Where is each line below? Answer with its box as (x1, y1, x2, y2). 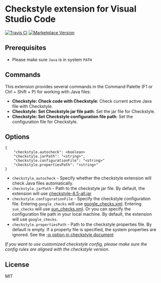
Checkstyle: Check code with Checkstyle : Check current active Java (12, 98, 152, 104)
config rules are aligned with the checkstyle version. (5, 246, 110, 252)
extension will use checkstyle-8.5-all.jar (12, 190, 92, 197)
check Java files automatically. (12, 180, 73, 186)
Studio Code (5, 14, 56, 25)
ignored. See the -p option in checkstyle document (12, 232, 114, 238)
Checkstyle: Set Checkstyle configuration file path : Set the (12, 113, 133, 119)
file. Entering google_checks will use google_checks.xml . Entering (12, 201, 142, 207)
